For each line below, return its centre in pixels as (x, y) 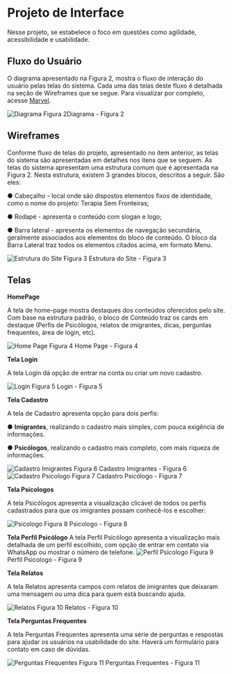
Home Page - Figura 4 (106, 346)
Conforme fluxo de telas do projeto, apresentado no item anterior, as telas (113, 152)
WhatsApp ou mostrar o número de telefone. (71, 552)
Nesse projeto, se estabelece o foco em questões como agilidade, (102, 32)
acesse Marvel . (29, 100)
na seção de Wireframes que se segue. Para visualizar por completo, (106, 93)
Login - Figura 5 (80, 386)
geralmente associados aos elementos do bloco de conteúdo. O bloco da (112, 237)
